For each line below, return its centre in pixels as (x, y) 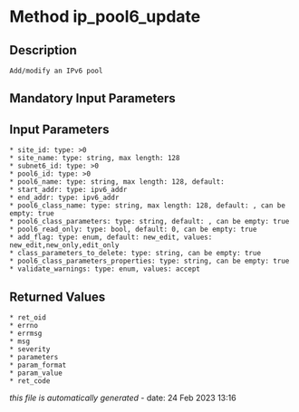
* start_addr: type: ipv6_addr (68, 190)
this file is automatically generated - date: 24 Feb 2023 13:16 (123, 398)
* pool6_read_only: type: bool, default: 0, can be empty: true (133, 230)
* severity (30, 350)
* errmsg (26, 334)
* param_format (38, 365)
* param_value (36, 373)
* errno (24, 326)
